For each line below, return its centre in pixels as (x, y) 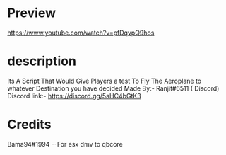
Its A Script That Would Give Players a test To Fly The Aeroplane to (105, 81)
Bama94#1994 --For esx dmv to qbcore (65, 144)
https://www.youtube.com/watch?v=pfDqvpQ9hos (81, 33)
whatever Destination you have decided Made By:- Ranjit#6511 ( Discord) (113, 88)
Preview (32, 13)
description (42, 61)
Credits (29, 125)
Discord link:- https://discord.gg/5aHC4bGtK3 (74, 96)
